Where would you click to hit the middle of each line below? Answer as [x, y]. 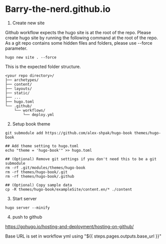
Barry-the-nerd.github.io [58, 9]
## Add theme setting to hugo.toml [42, 146]
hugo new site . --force [31, 57]
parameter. [16, 48]
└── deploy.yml [39, 115]
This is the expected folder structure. [43, 66]
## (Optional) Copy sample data [39, 185]
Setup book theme [31, 124]
